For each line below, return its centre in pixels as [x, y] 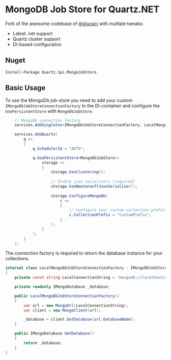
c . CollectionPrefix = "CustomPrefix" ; [110, 215]
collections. [17, 259]
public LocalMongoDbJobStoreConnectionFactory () [67, 296]
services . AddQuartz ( [36, 134]
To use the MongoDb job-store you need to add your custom [69, 100]
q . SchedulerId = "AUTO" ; [59, 149]
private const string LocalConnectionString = [65, 278]
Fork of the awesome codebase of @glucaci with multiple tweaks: [74, 24]
